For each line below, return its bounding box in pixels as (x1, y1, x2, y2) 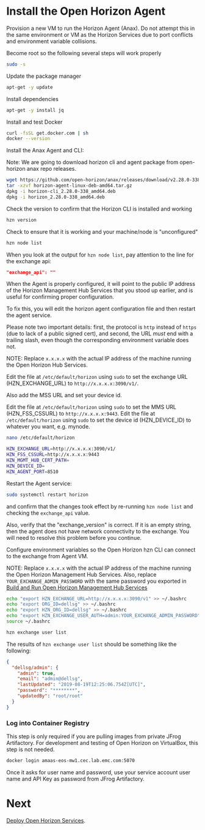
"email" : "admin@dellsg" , (17, 676, 84, 682)
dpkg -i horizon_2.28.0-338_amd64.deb (6, 194, 105, 200)
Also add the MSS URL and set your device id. (6, 392, 122, 399)
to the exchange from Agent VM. (6, 552, 88, 559)
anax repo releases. (26, 165, 77, 173)
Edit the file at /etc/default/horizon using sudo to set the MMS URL (6, 403, 177, 411)
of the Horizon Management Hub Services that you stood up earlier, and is (6, 286, 193, 294)
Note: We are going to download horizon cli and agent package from (6, 159, 179, 166)
